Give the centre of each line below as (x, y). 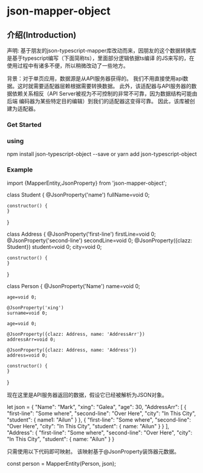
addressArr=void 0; (31, 339)
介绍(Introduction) (42, 35)
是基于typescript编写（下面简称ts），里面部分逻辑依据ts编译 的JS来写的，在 (101, 58)
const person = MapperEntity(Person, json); (62, 463)
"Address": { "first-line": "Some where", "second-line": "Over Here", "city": (100, 433)
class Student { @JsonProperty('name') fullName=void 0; (78, 195)
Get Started (24, 124)
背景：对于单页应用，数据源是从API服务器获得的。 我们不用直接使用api (95, 79)
